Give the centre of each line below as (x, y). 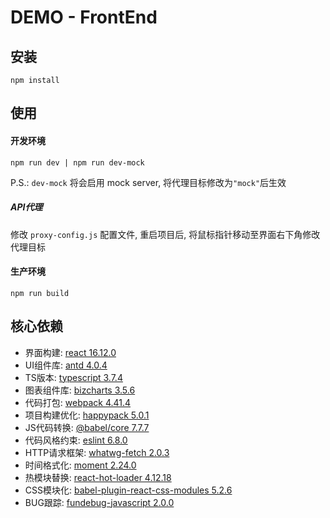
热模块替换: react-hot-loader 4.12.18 (98, 477)
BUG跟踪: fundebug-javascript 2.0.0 (99, 502)
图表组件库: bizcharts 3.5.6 (80, 390)
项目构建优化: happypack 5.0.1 (87, 415)
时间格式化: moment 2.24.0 (80, 465)
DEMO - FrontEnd (84, 17)
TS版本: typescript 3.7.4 (73, 377)
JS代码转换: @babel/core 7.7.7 (87, 427)
